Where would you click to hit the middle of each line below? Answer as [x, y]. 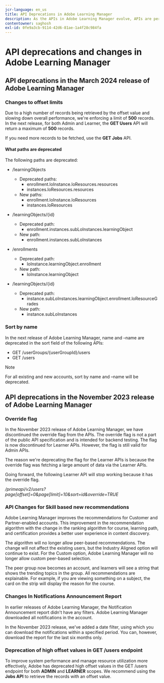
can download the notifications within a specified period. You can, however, [81, 632]
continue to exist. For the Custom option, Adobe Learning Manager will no [79, 553]
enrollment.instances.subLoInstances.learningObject [80, 229]
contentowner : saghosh [28, 23]
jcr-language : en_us [26, 10]
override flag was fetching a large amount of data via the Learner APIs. [76, 465]
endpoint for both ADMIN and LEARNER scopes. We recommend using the [80, 671]
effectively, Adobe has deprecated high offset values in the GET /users [76, 666]
